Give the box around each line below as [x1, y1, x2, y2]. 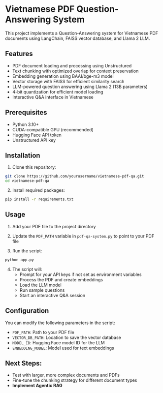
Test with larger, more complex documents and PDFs [12, 372, 120, 378]
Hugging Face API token [12, 132, 62, 138]
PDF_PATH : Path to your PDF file [12, 329, 75, 335]
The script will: [12, 266, 43, 272]
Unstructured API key [12, 137, 56, 143]
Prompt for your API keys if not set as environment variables [19, 272, 142, 277]
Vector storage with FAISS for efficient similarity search [12, 78, 125, 84]
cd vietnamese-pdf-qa [5, 179, 50, 183]
